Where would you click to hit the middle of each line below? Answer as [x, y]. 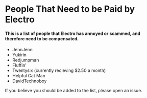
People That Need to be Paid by [70, 9]
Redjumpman [25, 60]
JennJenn [22, 50]
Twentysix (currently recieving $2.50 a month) [59, 70]
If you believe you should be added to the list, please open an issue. [74, 91]
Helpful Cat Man [29, 76]
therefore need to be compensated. [42, 38]
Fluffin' [19, 65]
